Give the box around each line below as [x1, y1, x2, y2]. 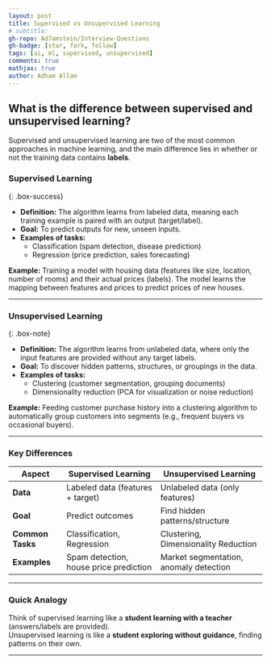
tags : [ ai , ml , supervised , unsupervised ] [8, 49, 153, 57]
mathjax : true [8, 65, 56, 73]
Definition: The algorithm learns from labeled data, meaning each [19, 207, 240, 216]
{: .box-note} [8, 328, 51, 339]
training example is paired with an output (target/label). [19, 215, 203, 225]
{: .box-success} [8, 191, 64, 201]
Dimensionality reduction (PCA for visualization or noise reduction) [31, 387, 254, 397]
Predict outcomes [66, 510, 134, 521]
